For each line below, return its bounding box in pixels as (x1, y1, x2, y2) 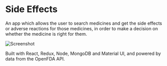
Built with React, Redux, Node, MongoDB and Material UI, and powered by (5, 50, 161, 56)
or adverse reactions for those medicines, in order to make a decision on (5, 25, 158, 31)
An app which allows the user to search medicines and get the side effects (5, 20, 162, 26)
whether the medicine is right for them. (5, 31, 87, 37)
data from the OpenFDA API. (5, 55, 65, 61)
